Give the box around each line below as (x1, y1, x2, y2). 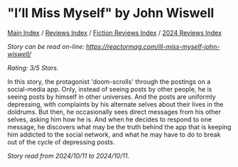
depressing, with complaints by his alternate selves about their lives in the (7, 99, 224, 108)
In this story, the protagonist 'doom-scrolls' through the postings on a (7, 77, 211, 86)
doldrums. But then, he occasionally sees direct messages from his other (7, 107, 222, 116)
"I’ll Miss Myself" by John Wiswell (7, 5, 215, 21)
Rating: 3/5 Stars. (7, 63, 59, 72)
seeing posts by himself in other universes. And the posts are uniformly (7, 92, 216, 101)
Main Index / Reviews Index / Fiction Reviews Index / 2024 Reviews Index (7, 28, 222, 37)
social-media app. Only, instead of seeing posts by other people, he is (7, 85, 212, 93)
